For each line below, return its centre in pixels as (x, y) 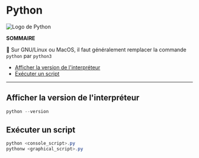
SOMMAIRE (21, 38)
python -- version (28, 111)
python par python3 (29, 56)
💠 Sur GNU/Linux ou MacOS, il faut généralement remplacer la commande (96, 49)
